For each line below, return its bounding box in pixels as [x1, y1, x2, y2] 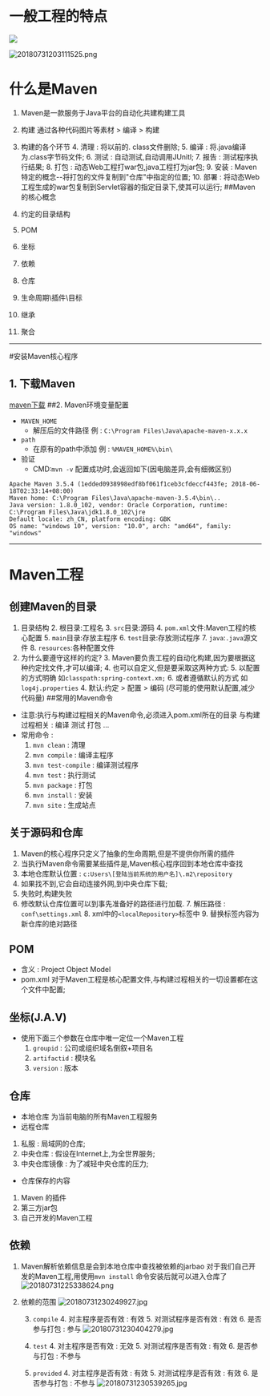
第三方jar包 [20, 1203, 58, 1212]
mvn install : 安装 [32, 790, 93, 800]
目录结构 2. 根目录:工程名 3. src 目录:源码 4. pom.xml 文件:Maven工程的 [20, 623, 250, 632]
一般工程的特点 [9, 7, 108, 26]
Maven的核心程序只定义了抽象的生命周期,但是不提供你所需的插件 [20, 849, 236, 858]
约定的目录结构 [20, 209, 71, 219]
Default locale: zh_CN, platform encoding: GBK [9, 514, 171, 523]
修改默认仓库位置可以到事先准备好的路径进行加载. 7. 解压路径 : [20, 898, 226, 908]
